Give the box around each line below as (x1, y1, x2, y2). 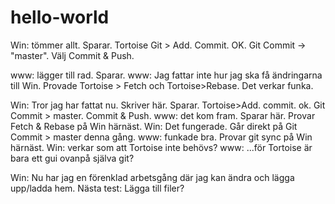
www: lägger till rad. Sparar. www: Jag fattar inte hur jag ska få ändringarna (10, 69, 323, 81)
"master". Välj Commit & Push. (10, 49, 135, 61)
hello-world (10, 6, 110, 29)
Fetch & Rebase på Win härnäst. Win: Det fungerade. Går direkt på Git (10, 120, 298, 132)
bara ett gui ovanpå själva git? (10, 152, 135, 164)
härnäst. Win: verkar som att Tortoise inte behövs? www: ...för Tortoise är (10, 141, 313, 153)
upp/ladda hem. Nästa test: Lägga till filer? (10, 182, 185, 194)
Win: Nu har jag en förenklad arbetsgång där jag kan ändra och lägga (10, 171, 295, 183)
